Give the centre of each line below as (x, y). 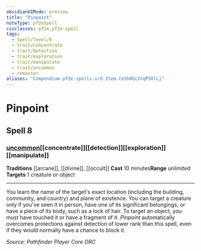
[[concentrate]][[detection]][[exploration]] (103, 148)
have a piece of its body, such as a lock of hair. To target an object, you (94, 211)
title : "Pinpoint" (29, 17)
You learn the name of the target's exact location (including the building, (95, 192)
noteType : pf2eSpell (32, 23)
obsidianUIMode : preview (37, 12)
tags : (13, 34)
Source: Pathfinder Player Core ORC (51, 242)
